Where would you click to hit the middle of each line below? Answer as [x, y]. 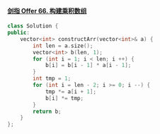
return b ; [47, 111]
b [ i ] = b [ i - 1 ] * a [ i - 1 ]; [88, 66]
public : [19, 33]
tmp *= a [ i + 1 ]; [71, 92]
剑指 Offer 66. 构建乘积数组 [47, 11]
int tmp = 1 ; [52, 79]
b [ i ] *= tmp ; [64, 98]
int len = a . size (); [63, 46]
